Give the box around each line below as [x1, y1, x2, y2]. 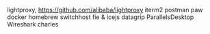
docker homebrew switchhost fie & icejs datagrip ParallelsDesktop [7, 13, 194, 21]
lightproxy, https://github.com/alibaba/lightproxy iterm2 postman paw [7, 6, 203, 14]
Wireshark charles [7, 20, 59, 28]
